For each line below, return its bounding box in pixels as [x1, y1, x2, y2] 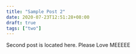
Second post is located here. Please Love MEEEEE [6, 42, 131, 49]
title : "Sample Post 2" [6, 8, 66, 15]
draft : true [6, 20, 36, 26]
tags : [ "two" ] [6, 25, 42, 31]
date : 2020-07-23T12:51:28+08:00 [6, 14, 90, 20]
